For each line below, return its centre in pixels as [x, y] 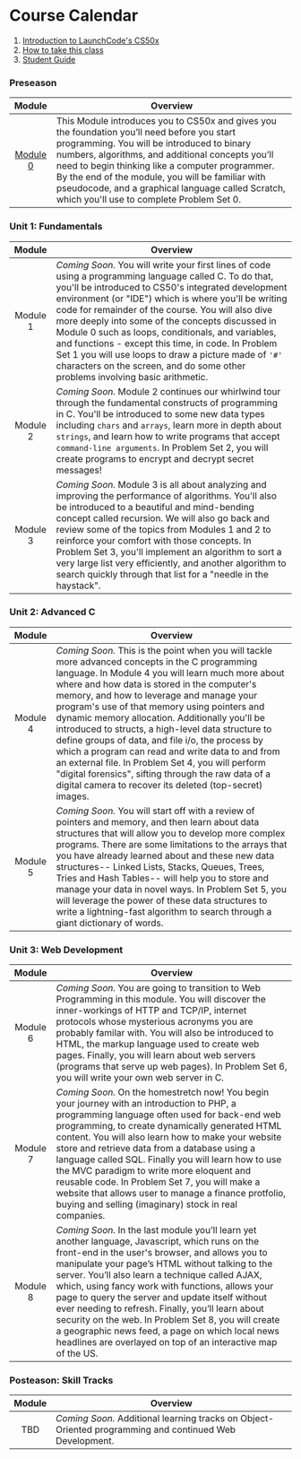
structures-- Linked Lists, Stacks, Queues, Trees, [160, 866]
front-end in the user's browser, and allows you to [162, 1253]
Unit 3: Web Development [66, 950]
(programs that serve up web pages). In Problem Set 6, [172, 1066]
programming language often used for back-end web [168, 1115]
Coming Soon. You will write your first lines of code [163, 265]
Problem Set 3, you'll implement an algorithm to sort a [169, 551]
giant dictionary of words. [110, 923]
